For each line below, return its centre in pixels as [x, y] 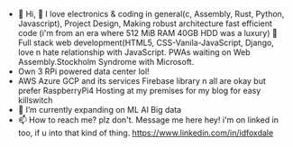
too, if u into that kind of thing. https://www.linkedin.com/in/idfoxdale [146, 133]
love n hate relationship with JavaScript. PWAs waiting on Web [134, 52]
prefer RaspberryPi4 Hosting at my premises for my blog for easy [139, 91]
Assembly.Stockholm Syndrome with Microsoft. [106, 62]
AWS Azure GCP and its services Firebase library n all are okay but [142, 81]
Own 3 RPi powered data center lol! [84, 71]
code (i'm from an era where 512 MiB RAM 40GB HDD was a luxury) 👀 [147, 33]
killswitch [35, 100]
